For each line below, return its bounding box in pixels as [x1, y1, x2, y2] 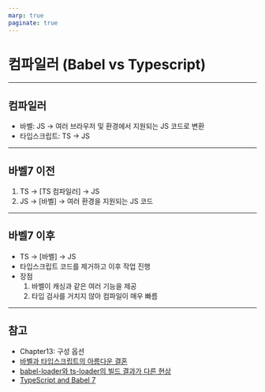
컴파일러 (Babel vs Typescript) [8, 55, 207, 73]
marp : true [8, 11, 44, 20]
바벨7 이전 [8, 164, 55, 178]
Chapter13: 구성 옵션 [19, 346, 85, 356]
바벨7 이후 [8, 229, 55, 243]
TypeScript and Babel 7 [19, 375, 96, 384]
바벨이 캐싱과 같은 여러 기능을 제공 [31, 281, 137, 291]
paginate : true [8, 19, 58, 27]
